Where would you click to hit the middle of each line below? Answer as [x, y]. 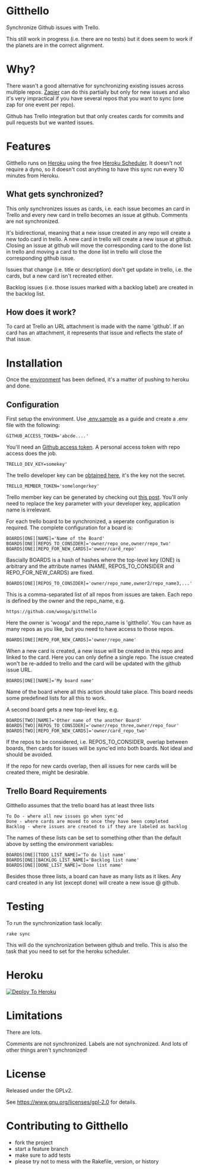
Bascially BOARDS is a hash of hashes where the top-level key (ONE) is [93, 560]
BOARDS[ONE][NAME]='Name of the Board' [56, 539]
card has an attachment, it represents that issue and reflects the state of [94, 333]
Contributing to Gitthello [67, 1126]
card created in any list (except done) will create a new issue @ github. [93, 883]
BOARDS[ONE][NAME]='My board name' [50, 681]
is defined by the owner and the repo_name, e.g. [66, 601]
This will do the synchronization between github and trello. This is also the [97, 945]
